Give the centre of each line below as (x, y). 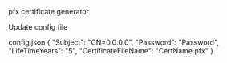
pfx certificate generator (49, 12)
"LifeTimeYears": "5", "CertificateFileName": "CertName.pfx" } (111, 51)
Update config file (38, 27)
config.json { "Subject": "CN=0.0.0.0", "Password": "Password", (113, 42)
